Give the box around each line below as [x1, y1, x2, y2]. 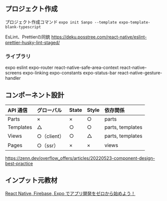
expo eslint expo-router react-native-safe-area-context [5, 64, 119, 71]
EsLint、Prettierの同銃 [5, 34, 51, 40]
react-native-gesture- [117, 70, 163, 76]
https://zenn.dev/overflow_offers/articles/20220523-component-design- [5, 155, 156, 161]
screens [5, 70, 22, 76]
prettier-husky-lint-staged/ [5, 39, 60, 45]
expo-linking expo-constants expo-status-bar [22, 70, 117, 76]
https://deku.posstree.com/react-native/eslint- [51, 34, 147, 40]
